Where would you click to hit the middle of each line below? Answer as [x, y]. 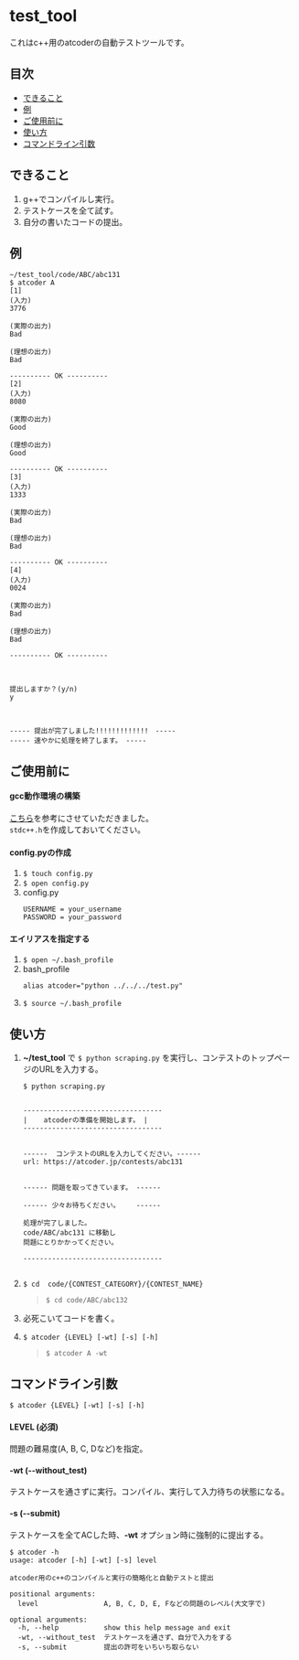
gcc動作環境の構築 [45, 796]
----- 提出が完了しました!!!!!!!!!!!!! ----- [93, 731]
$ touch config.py [58, 874]
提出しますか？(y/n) [44, 690]
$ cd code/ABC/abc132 [86, 1301]
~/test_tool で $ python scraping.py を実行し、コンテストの [136, 1058]
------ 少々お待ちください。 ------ [92, 1205]
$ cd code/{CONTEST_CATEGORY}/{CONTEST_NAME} [113, 1285]
